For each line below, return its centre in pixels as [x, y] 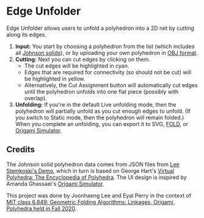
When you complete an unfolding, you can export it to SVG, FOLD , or [101, 124]
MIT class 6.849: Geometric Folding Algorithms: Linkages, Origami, [91, 202]
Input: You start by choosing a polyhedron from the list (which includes [105, 46]
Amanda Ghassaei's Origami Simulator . [55, 183]
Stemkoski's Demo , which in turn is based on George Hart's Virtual [90, 171]
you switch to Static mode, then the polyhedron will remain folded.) [100, 118]
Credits [21, 149]
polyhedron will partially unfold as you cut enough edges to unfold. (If [103, 111]
